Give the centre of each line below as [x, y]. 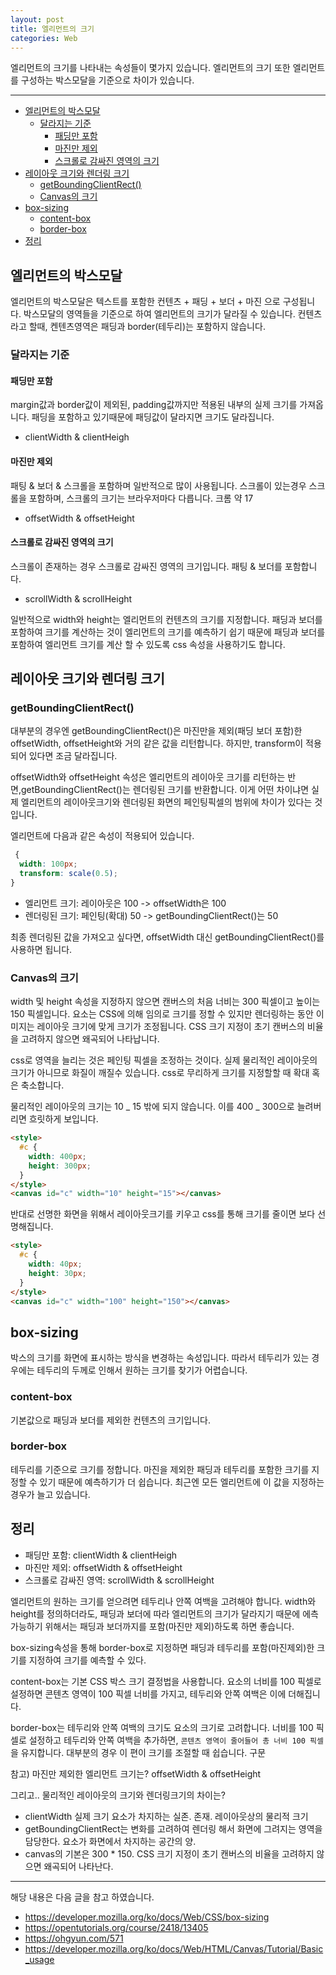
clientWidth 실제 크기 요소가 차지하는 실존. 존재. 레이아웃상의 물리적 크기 [166, 1816]
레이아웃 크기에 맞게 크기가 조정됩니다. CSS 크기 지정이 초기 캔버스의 [170, 1027]
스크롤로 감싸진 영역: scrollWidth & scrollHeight [119, 1580]
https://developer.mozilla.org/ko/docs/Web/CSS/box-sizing [147, 1917]
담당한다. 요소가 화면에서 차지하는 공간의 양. [110, 1841]
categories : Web [44, 38]
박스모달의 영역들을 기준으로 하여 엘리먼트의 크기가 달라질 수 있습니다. [159, 314]
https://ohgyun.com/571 [74, 1938]
